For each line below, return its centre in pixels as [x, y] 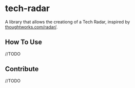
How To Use [24, 42]
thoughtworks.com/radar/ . [31, 27]
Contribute [22, 69]
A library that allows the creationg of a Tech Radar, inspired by [67, 22]
